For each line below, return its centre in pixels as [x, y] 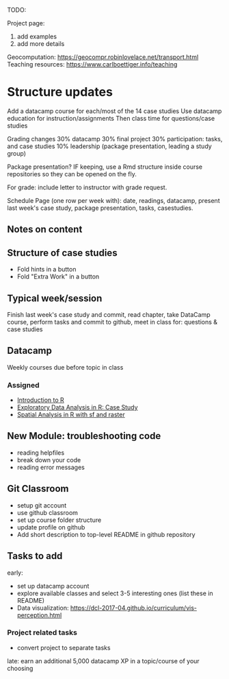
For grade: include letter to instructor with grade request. [87, 187]
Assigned [23, 385]
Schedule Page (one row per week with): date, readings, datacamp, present [113, 200]
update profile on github [51, 527]
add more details [41, 44]
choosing [20, 668]
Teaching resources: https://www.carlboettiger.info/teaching [92, 64]
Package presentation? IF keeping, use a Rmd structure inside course [105, 167]
